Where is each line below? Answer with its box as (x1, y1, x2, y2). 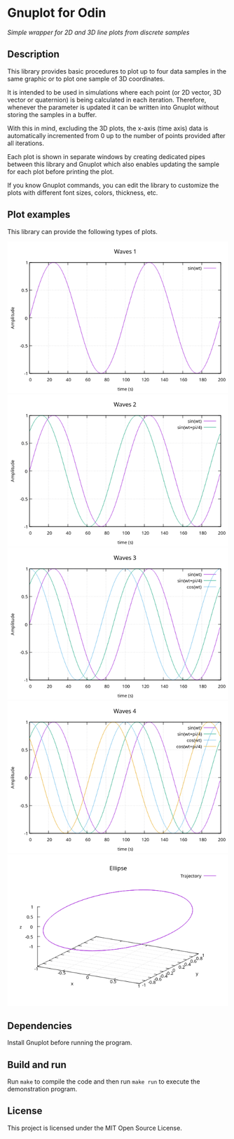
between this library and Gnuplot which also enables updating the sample (7, 160, 219, 168)
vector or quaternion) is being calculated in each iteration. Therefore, (7, 95, 207, 104)
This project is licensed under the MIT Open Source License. (7, 1124, 182, 1132)
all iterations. (7, 139, 44, 147)
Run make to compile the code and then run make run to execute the (7, 1077, 200, 1086)
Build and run (7, 1058, 67, 1070)
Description (7, 48, 60, 60)
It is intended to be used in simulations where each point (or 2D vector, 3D (7, 88, 222, 96)
